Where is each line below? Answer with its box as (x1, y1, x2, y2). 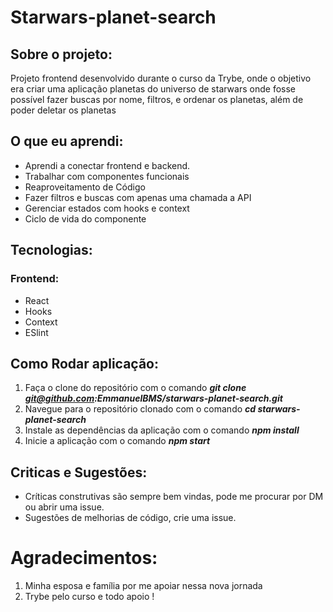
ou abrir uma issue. (24, 501, 105, 513)
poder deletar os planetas (10, 104, 117, 116)
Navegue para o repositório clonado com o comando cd (24, 403, 257, 415)
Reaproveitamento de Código (24, 181, 146, 193)
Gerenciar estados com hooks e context (24, 202, 190, 214)
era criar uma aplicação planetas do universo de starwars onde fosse (10, 83, 296, 95)
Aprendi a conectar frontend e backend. (24, 159, 191, 171)
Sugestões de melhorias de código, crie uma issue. (24, 512, 237, 524)
